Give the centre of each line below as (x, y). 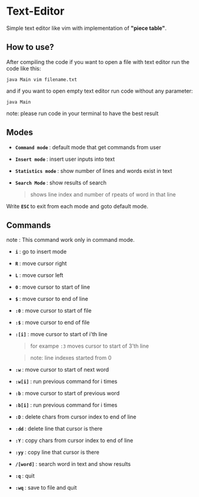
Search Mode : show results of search (61, 182)
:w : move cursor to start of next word (62, 370)
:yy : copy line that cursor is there (57, 453)
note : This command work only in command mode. (71, 240)
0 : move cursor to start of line (52, 287)
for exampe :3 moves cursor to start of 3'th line (89, 346)
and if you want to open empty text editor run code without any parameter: (99, 91)
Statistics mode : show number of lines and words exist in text (93, 171)
